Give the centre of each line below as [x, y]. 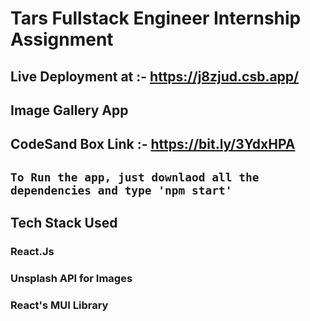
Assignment [62, 39]
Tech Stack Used [64, 223]
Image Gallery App [69, 110]
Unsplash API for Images [71, 278]
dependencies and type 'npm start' [121, 190]
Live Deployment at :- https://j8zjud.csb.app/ [155, 76]
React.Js [32, 252]
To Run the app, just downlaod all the [135, 177]
